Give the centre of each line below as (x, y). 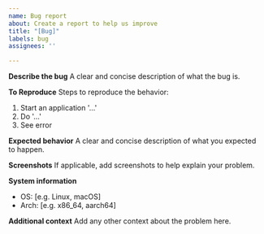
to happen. (26, 149)
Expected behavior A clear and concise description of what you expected (132, 141)
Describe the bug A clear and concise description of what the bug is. (124, 76)
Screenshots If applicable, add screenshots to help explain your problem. (132, 165)
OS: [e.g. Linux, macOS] (61, 197)
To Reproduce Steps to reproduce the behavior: (89, 92)
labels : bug (28, 39)
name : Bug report (38, 16)
